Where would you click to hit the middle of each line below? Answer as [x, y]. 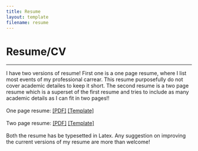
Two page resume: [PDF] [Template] [50, 123]
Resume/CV [36, 51]
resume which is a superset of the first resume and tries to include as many [98, 92]
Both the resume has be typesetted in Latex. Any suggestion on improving [96, 136]
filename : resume [27, 22]
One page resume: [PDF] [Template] [50, 111]
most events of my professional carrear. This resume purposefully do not [95, 79]
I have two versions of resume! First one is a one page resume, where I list [96, 73]
